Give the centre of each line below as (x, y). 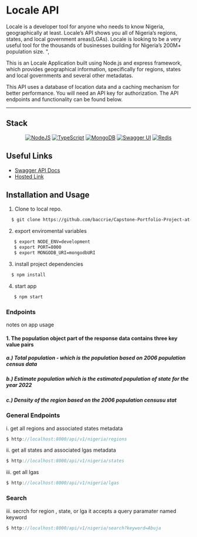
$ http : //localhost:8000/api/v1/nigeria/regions (67, 439)
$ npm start (28, 297)
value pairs (20, 344)
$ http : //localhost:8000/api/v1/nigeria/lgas (62, 483)
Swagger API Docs (37, 170)
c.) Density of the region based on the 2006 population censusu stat (91, 400)
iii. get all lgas (23, 472)
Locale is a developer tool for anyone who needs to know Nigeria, (85, 26)
